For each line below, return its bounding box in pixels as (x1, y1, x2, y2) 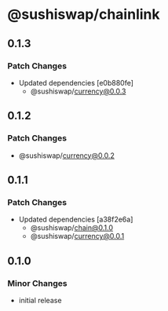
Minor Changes (7, 277, 68, 288)
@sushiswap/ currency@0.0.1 (30, 232, 125, 241)
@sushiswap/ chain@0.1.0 (30, 223, 113, 232)
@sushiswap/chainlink (7, 5, 160, 24)
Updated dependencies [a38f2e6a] (18, 214, 133, 225)
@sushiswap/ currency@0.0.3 (30, 86, 126, 96)
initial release (18, 295, 62, 305)
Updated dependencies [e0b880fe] (18, 78, 134, 87)
